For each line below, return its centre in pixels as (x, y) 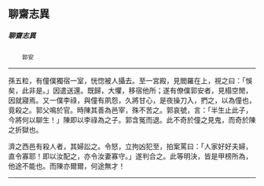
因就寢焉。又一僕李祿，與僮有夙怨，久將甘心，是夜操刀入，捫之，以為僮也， (132, 100)
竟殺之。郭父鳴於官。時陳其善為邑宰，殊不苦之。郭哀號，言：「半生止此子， (130, 110)
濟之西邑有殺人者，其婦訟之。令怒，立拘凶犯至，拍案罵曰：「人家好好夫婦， (130, 147)
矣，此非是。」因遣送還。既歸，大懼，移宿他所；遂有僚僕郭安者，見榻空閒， (130, 91)
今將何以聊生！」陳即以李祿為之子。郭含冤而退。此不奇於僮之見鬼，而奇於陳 (132, 120)
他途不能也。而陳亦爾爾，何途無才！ (67, 166)
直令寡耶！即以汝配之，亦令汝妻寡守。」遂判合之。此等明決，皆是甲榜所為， (130, 156)
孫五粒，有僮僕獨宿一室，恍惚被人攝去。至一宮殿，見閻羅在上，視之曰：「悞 (130, 81)
